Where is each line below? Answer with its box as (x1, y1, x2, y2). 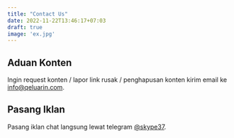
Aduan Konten (7, 56, 72, 68)
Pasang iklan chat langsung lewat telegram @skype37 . (7, 122, 167, 131)
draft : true (7, 23, 43, 31)
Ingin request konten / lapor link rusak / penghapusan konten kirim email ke (7, 75, 228, 84)
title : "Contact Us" (7, 10, 69, 18)
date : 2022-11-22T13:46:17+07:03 (7, 17, 106, 24)
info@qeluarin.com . (7, 83, 65, 92)
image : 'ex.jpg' (7, 30, 55, 38)
